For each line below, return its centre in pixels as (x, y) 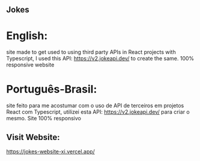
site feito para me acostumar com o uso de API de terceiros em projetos (95, 106)
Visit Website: (33, 137)
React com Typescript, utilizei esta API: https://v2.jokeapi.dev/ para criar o (98, 112)
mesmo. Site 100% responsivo (44, 119)
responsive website (30, 65)
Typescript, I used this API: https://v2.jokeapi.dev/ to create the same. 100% (100, 59)
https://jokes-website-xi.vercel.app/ (50, 151)
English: (27, 36)
